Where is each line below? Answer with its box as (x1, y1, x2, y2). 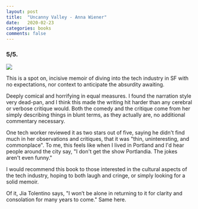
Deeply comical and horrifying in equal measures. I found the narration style (6, 92, 191, 99)
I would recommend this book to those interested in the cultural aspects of (6, 166, 187, 173)
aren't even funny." (6, 155, 53, 162)
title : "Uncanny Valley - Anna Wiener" (6, 14, 108, 20)
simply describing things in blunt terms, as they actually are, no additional (6, 111, 186, 118)
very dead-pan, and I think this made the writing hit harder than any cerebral (6, 99, 192, 106)
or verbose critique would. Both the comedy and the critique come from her (6, 105, 191, 112)
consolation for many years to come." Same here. (6, 196, 126, 203)
